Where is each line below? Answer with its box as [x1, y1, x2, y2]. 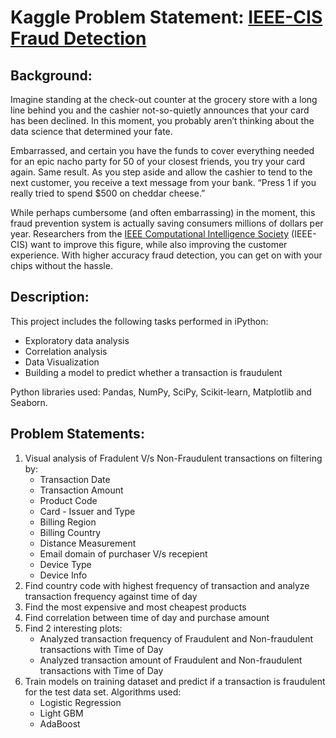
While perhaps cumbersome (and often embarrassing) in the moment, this [10, 207, 316, 218]
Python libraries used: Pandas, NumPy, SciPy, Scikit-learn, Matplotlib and [10, 386, 312, 398]
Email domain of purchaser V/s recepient [39, 547, 208, 560]
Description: [10, 289, 90, 306]
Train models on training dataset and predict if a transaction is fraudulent [24, 675, 326, 687]
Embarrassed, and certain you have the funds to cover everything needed [10, 145, 315, 156]
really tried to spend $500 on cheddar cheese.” [10, 187, 206, 199]
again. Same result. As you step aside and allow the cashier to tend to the [10, 166, 313, 178]
